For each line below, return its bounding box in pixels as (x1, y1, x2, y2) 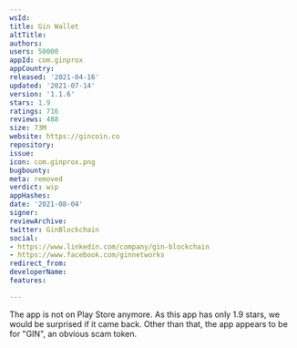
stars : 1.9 (9, 97, 51, 107)
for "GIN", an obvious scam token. (9, 328, 138, 339)
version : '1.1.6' (9, 89, 76, 98)
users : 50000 (9, 47, 59, 56)
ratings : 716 (9, 107, 59, 116)
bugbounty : (9, 166, 51, 175)
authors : (9, 38, 43, 48)
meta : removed (9, 174, 64, 183)
